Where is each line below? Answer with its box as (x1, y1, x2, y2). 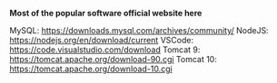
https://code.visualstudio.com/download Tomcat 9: (9, 44, 201, 55)
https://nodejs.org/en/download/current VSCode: (9, 35, 193, 45)
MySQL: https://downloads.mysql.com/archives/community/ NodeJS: (9, 25, 270, 35)
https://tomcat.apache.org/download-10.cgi (9, 63, 173, 74)
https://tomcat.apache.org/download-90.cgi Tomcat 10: (9, 54, 218, 64)
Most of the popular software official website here (9, 8, 203, 18)
